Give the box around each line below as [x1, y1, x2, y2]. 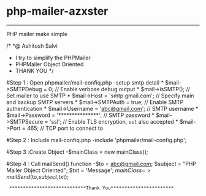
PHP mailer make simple [6, 30, 68, 37]
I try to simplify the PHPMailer [15, 54, 91, 61]
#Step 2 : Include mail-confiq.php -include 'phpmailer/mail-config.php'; [6, 136, 187, 143]
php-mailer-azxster [6, 4, 109, 18]
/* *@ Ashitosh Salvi [6, 42, 58, 50]
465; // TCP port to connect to [26, 124, 103, 132]
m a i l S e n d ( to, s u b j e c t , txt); [6, 173, 69, 180]
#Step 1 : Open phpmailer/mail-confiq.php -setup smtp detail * [6, 78, 164, 86]
